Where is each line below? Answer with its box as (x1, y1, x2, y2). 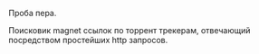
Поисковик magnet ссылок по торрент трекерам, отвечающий (8, 25, 251, 35)
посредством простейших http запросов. (8, 35, 168, 45)
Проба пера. (8, 8, 57, 18)
